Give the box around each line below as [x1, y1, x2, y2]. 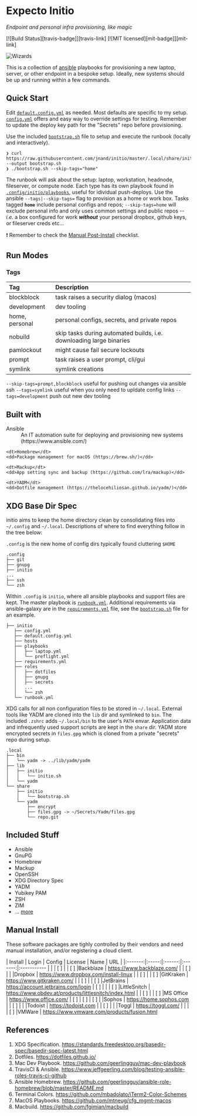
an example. [6, 611, 36, 618]
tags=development [6, 394, 49, 400]
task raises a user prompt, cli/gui [55, 356, 145, 364]
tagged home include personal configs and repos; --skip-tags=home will [6, 201, 176, 208]
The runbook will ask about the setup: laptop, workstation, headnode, [6, 176, 174, 183]
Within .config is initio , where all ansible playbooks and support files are [6, 593, 186, 600]
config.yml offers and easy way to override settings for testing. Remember [6, 115, 186, 122]
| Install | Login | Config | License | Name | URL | [6, 958, 123, 965]
